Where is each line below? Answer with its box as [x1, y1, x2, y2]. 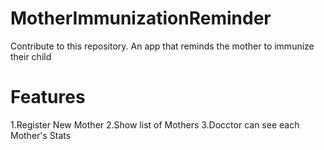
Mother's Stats [10, 129, 72, 141]
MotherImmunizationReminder [10, 7, 272, 30]
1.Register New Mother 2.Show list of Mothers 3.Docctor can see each [10, 118, 300, 131]
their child [10, 50, 52, 62]
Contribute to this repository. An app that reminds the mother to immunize [10, 40, 315, 52]
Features [10, 86, 86, 109]
